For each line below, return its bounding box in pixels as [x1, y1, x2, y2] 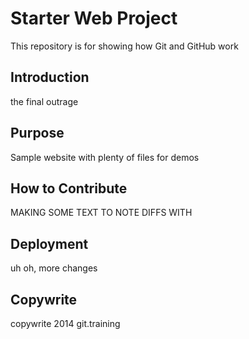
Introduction [10, 69, 90, 86]
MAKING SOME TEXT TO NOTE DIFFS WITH [10, 207, 193, 219]
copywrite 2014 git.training [10, 318, 121, 329]
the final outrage [10, 95, 79, 107]
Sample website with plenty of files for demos [10, 151, 200, 163]
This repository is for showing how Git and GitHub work [10, 40, 239, 52]
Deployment [10, 235, 89, 252]
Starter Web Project [10, 7, 178, 30]
